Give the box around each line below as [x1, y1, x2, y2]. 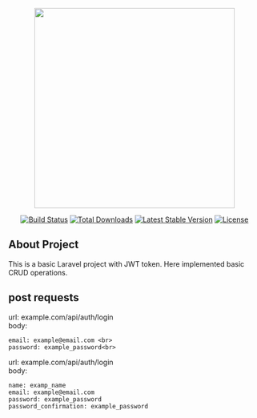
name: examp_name [8, 381, 66, 389]
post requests [8, 291, 79, 304]
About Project [8, 238, 79, 251]
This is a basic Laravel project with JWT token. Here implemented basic [8, 259, 245, 268]
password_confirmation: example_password [8, 402, 149, 410]
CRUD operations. [8, 267, 68, 277]
